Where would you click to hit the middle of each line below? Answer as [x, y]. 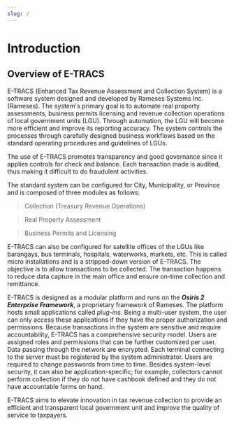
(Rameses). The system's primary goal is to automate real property [104, 106]
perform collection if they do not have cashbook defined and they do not [112, 379]
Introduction [44, 48]
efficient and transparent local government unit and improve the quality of [114, 407]
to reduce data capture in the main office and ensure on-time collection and [116, 276]
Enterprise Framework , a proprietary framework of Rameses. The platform [115, 304]
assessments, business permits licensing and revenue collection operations [116, 113]
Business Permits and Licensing [70, 233]
